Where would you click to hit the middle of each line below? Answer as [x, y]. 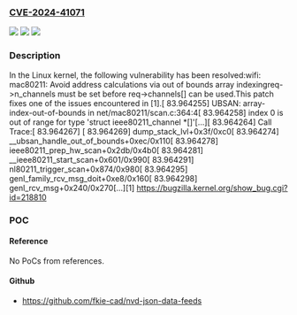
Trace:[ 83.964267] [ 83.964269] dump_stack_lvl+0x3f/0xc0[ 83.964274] [145, 131]
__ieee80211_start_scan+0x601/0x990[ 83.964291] [102, 159]
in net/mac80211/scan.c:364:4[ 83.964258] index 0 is [186, 112]
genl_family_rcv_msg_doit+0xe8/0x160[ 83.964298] [103, 178]
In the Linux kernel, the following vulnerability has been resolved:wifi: [135, 75]
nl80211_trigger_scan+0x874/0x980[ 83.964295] [99, 169]
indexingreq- [260, 84]
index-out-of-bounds [48, 112]
